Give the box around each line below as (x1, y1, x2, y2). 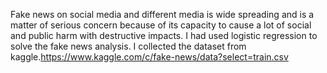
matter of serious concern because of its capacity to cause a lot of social (10, 19, 312, 31)
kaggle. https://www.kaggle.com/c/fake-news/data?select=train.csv (10, 51, 289, 63)
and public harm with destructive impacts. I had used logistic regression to (10, 30, 318, 41)
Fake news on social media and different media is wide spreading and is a (10, 9, 315, 20)
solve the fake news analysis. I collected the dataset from (10, 40, 247, 52)
